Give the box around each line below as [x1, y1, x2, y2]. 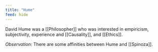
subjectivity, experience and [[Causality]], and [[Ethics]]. [5, 31, 123, 37]
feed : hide [5, 12, 28, 17]
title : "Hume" [5, 7, 35, 13]
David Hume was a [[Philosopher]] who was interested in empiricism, [5, 26, 149, 32]
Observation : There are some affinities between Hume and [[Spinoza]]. [5, 41, 153, 47]
